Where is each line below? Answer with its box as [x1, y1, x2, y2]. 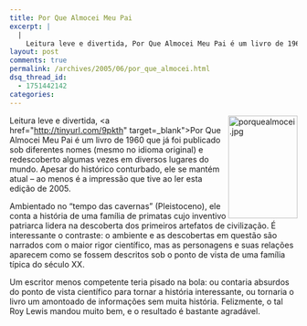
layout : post [9, 47, 59, 57]
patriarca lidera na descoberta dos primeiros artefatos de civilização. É [9, 220, 277, 231]
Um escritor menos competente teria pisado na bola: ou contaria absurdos [9, 276, 290, 288]
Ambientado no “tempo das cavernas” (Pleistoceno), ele [9, 200, 221, 211]
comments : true [9, 56, 68, 65]
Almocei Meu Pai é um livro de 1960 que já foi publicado [9, 134, 221, 145]
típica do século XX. [9, 258, 85, 269]
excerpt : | [9, 22, 51, 31]
